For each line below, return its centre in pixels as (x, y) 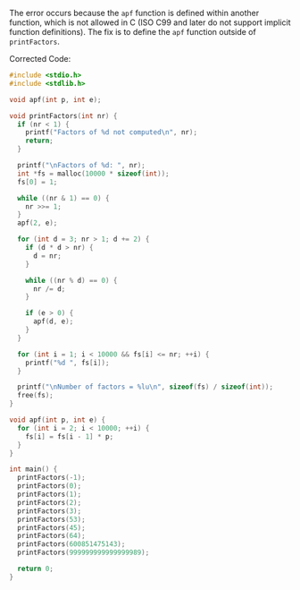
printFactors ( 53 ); (52, 519)
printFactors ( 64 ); (52, 536)
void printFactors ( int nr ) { (63, 115)
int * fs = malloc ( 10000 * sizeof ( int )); (93, 174)
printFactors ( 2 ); (50, 502)
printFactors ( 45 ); (52, 527)
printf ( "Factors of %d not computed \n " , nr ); (112, 133)
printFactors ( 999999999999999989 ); (83, 553)
